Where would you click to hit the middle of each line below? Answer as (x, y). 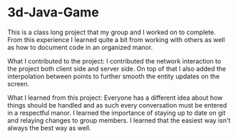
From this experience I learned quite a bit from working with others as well (117, 39)
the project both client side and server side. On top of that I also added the (117, 68)
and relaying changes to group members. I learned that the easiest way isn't (119, 120)
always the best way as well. (49, 128)
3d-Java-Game (53, 12)
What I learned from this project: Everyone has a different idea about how (115, 98)
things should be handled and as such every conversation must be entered (117, 105)
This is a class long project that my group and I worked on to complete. (112, 32)
